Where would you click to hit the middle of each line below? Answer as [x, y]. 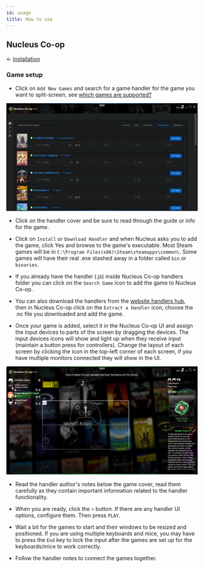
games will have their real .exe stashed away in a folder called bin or [101, 259]
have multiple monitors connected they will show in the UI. [88, 358]
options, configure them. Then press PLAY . [68, 515]
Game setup [25, 75]
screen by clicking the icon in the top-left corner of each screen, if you [104, 351]
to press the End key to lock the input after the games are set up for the [104, 540]
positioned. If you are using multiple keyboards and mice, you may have [105, 533]
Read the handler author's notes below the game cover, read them [98, 484]
